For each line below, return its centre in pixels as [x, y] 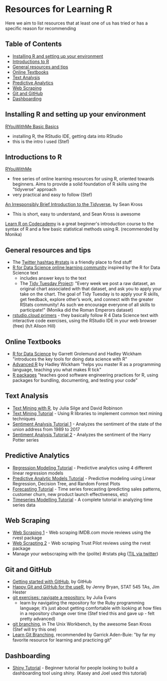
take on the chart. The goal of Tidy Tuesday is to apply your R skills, [89, 294]
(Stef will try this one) [34, 629]
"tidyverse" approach [34, 189]
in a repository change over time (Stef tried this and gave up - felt [87, 613]
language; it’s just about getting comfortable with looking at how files [91, 608]
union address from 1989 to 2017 [46, 429]
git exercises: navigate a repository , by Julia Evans [64, 597]
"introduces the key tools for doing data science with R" [70, 359]
